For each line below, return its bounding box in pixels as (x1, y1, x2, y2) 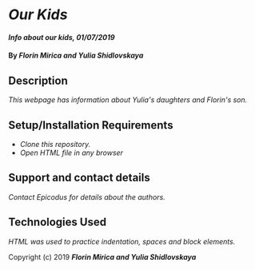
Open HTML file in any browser (19, 148, 124, 157)
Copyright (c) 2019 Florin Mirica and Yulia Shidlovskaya (8, 252, 197, 261)
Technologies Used (8, 216, 106, 229)
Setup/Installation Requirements (8, 118, 173, 132)
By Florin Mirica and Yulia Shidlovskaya (8, 50, 144, 61)
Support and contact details (8, 171, 150, 185)
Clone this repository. (19, 140, 91, 149)
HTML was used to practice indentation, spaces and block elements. (8, 236, 236, 246)
